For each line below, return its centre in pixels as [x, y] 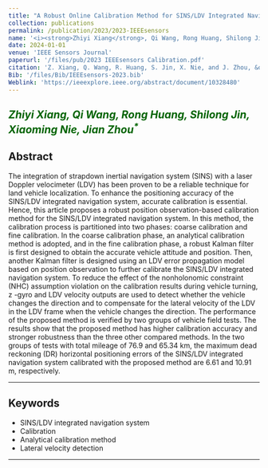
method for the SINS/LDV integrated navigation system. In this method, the [131, 218]
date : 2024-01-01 [37, 45]
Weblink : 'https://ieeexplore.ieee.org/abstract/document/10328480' [124, 82]
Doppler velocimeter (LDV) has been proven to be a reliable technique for [129, 184]
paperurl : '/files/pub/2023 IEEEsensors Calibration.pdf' [106, 61]
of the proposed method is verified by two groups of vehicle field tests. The [132, 320]
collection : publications [51, 23]
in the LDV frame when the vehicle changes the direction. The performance [132, 311]
